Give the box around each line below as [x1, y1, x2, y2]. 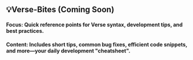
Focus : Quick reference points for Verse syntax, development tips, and [6, 21, 183, 28]
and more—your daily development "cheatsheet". [6, 47, 131, 54]
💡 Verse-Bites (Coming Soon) [6, 5, 115, 15]
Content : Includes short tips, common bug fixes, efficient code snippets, [6, 41, 188, 48]
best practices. [6, 27, 44, 34]
